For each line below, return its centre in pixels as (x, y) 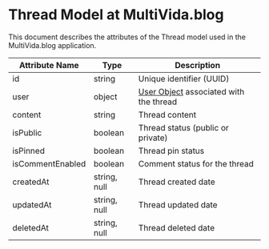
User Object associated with (191, 91)
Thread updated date (178, 204)
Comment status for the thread (196, 163)
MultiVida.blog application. (52, 45)
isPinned (29, 151)
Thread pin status (171, 151)
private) (153, 138)
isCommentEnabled (49, 163)
